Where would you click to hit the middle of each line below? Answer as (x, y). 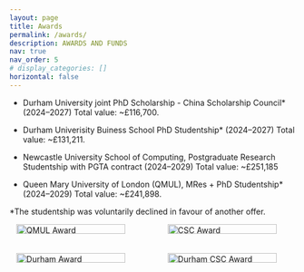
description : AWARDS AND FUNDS (69, 43)
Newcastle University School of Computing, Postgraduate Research (149, 157)
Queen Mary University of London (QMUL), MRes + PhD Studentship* (153, 184)
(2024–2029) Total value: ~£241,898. (92, 194)
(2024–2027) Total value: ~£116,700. (91, 112)
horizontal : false (44, 77)
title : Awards (36, 26)
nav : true (28, 52)
